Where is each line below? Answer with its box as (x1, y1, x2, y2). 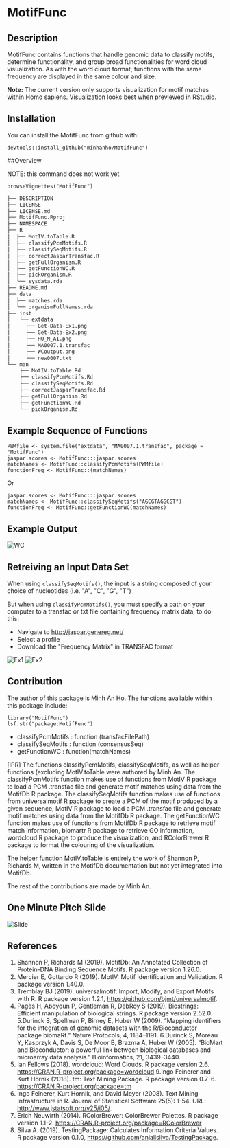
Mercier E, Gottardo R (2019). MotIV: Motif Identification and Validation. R (16, 973, 223, 981)
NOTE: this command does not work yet (7, 170, 120, 178)
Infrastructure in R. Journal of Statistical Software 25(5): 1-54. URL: (16, 1097, 207, 1105)
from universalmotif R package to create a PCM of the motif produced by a (7, 797, 218, 805)
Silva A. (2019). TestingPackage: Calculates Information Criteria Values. (16, 1126, 218, 1134)
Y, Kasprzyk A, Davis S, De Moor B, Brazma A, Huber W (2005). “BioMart (16, 1039, 223, 1047)
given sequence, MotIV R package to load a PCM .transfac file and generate (7, 804, 222, 812)
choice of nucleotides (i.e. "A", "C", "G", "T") (7, 587, 131, 595)
